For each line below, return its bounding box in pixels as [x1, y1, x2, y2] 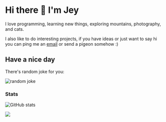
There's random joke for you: [5, 68, 64, 74]
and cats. [5, 26, 24, 32]
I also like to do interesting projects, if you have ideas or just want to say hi [5, 36, 157, 42]
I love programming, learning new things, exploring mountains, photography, [5, 21, 161, 27]
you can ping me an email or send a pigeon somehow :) [5, 41, 118, 47]
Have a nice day [5, 56, 55, 64]
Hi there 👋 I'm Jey [5, 4, 79, 16]
